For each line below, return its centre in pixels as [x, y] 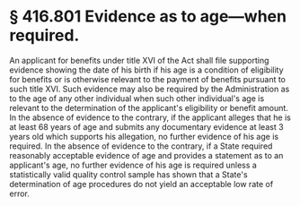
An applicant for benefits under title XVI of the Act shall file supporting [139, 60]
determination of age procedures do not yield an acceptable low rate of [141, 184]
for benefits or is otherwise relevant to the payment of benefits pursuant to [147, 79]
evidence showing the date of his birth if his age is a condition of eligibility [147, 70]
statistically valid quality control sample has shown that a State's [129, 174]
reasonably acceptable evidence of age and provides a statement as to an [146, 155]
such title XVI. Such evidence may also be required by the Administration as [150, 89]
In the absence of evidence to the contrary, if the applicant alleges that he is [150, 117]
